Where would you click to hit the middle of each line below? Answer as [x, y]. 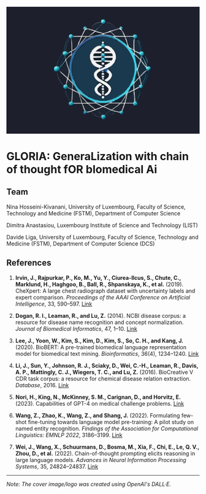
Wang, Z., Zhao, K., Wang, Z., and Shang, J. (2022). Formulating [97, 415]
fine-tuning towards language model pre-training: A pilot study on [111, 422]
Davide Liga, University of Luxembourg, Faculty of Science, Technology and [102, 237]
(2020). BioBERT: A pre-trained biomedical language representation [101, 347]
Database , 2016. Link [42, 385]
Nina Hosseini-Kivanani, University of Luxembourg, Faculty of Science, [96, 207]
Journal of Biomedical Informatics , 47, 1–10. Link [76, 328]
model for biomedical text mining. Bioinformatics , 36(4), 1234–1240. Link [107, 353]
